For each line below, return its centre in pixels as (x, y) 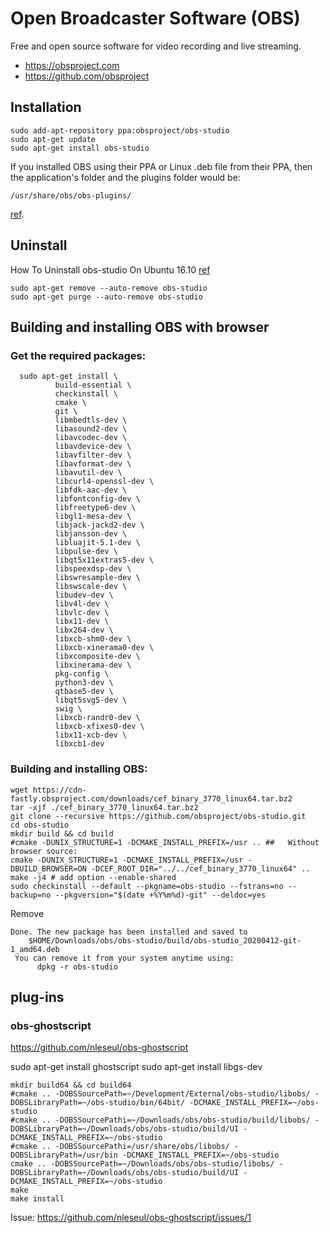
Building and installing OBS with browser (140, 327)
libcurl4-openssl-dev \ (104, 482)
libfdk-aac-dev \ (91, 490)
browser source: (44, 851)
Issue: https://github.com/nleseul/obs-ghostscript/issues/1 (131, 1218)
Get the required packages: (78, 355)
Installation (46, 107)
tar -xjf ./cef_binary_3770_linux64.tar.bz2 (104, 807)
